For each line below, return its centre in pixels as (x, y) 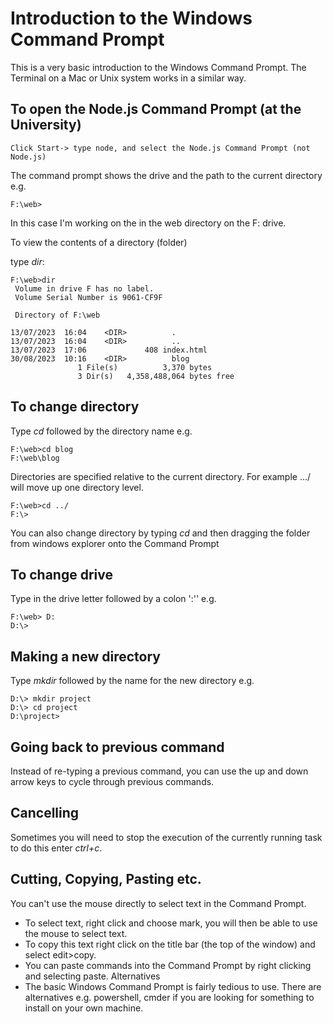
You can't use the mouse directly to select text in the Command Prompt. (158, 903)
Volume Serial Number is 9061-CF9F (88, 297)
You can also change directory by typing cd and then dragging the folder (160, 533)
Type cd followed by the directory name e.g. (101, 431)
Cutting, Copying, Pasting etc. (106, 879)
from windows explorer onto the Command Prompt (115, 543)
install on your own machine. (84, 1008)
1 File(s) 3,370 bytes (145, 367)
